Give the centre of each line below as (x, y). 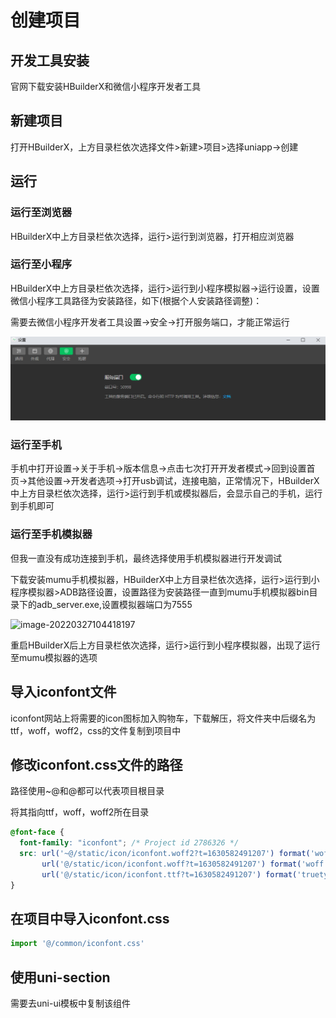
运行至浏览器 (41, 213)
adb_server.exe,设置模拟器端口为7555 (114, 604)
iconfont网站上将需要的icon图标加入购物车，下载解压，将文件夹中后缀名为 (163, 718)
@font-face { (37, 832)
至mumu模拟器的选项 (54, 657)
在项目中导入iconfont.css (90, 919)
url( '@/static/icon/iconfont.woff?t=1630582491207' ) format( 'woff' (185, 864)
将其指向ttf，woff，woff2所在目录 (80, 812)
